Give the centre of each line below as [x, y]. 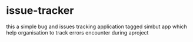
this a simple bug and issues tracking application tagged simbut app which [96, 26]
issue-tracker [40, 11]
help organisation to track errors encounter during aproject [77, 32]
